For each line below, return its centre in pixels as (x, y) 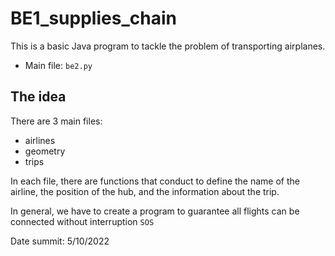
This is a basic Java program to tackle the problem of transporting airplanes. (168, 46)
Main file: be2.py (58, 65)
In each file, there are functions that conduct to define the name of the (155, 181)
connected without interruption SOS (82, 221)
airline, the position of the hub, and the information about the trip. (145, 191)
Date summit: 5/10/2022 (60, 241)
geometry (45, 151)
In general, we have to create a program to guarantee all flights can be (155, 211)
